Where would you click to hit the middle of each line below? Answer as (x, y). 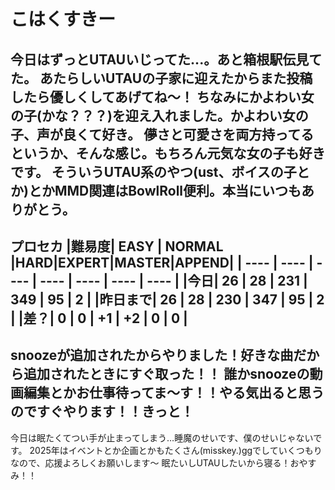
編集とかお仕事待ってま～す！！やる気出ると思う (174, 393)
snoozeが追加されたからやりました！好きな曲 (152, 355)
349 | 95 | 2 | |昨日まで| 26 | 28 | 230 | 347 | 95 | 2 (167, 299)
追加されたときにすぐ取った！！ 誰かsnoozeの (166, 374)
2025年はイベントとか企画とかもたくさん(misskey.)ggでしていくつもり (176, 450)
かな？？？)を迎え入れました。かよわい (162, 115)
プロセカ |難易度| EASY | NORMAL (117, 246)
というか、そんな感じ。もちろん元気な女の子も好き (168, 153)
